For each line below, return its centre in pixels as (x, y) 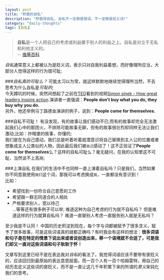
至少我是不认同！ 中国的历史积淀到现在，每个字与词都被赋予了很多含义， (78, 226)
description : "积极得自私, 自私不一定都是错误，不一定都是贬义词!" (67, 19)
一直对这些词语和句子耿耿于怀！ (50, 244)
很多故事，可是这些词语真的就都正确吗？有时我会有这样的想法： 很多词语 (86, 232)
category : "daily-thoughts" (34, 23)
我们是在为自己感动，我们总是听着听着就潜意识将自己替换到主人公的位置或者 (82, 140)
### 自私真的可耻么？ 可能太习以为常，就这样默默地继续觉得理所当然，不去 (80, 82)
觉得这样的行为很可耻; (40, 71)
